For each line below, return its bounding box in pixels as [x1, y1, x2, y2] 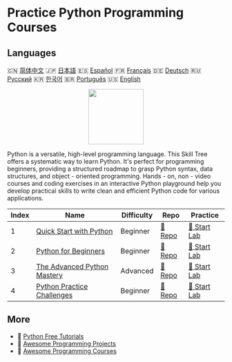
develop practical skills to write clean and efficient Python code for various [7, 187, 220, 195]
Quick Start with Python [36, 227, 113, 236]
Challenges [36, 290, 73, 300]
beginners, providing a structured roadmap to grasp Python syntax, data [7, 164, 213, 173]
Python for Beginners [36, 247, 106, 256]
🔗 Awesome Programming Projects [17, 339, 116, 347]
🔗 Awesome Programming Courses [17, 347, 117, 355]
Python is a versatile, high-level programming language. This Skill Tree [7, 150, 208, 158]
